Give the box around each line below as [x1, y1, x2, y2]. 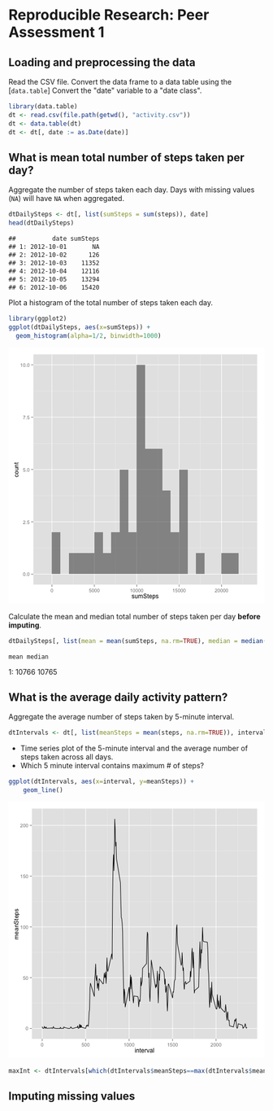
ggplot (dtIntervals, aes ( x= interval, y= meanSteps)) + [8, 777, 195, 786]
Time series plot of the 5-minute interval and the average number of [19, 743, 249, 754]
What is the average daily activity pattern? [8, 690, 228, 704]
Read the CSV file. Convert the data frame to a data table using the [8, 77, 232, 86]
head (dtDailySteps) [8, 219, 75, 227]
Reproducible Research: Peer [8, 6, 210, 24]
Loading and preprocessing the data [8, 55, 196, 69]
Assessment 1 [8, 23, 105, 42]
